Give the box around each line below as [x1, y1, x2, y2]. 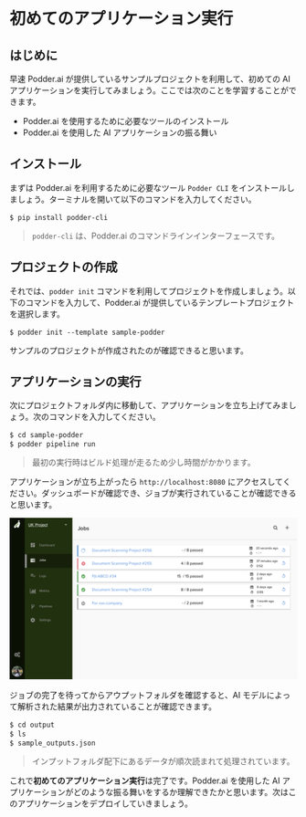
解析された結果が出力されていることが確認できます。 [16, 700, 217, 712]
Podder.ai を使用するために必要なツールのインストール [22, 116, 229, 126]
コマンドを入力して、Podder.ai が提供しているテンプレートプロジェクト [25, 297, 295, 308]
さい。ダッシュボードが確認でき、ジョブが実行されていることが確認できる [16, 487, 297, 498]
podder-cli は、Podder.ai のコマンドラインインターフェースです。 [31, 230, 280, 241]
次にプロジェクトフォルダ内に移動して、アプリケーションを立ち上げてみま [9, 400, 290, 411]
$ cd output [9, 720, 55, 729]
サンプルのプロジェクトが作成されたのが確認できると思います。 [9, 344, 248, 356]
